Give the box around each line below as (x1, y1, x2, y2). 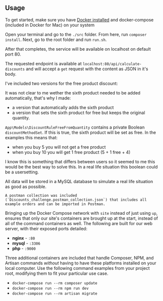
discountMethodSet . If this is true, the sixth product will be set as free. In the (5, 129, 156, 135)
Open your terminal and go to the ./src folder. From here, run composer (5, 31, 147, 37)
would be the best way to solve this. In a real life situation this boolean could (5, 164, 158, 169)
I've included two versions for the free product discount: (5, 80, 118, 86)
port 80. (5, 51, 21, 57)
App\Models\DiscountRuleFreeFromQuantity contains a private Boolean (5, 124, 145, 130)
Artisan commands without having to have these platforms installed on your (5, 260, 157, 266)
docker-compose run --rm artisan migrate (12, 291, 97, 296)
